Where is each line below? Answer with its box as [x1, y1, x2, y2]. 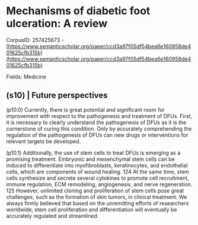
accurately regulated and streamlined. [6, 212, 99, 219]
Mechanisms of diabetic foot [6, 4, 151, 18]
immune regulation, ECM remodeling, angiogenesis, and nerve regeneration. [6, 180, 193, 188]
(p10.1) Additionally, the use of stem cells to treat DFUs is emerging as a [6, 149, 181, 156]
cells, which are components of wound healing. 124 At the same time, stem [6, 168, 190, 175]
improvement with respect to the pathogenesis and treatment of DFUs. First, [6, 112, 193, 119]
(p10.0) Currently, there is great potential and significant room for [6, 106, 165, 113]
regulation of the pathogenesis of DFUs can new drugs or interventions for [6, 131, 189, 138]
